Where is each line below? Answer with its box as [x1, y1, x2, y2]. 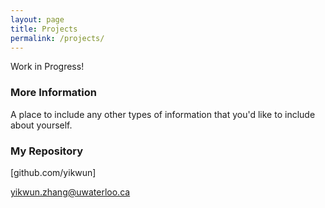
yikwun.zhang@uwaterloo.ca [10, 186, 131, 198]
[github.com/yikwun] [10, 166, 97, 178]
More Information [10, 86, 97, 100]
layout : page [10, 14, 65, 25]
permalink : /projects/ [10, 33, 105, 43]
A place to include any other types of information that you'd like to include [10, 108, 316, 120]
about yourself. [10, 119, 73, 131]
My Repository [10, 144, 83, 158]
